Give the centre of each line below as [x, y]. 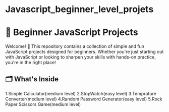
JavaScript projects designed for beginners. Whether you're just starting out [84, 52]
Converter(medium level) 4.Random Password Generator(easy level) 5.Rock [84, 99]
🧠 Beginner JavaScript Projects [72, 33]
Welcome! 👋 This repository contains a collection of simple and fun [75, 46]
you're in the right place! [31, 63]
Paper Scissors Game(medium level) [43, 104]
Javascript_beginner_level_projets [79, 9]
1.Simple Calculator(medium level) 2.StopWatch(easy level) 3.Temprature [81, 93]
